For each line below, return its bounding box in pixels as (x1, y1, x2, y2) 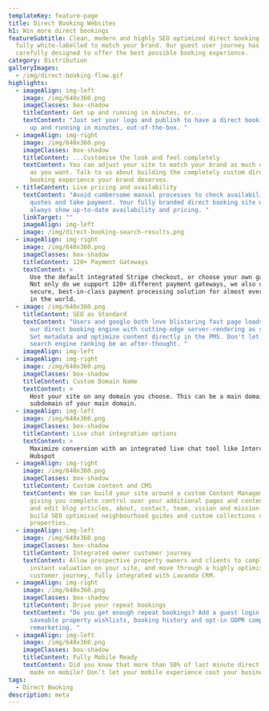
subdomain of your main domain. (29, 400, 138, 408)
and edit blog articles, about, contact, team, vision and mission (29, 504, 260, 512)
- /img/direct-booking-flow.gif (15, 71, 124, 79)
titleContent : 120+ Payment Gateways (22, 258, 149, 266)
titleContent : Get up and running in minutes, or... (22, 109, 203, 117)
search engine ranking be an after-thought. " (29, 340, 188, 348)
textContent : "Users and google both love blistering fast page (22, 318, 242, 326)
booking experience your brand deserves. (29, 176, 171, 185)
